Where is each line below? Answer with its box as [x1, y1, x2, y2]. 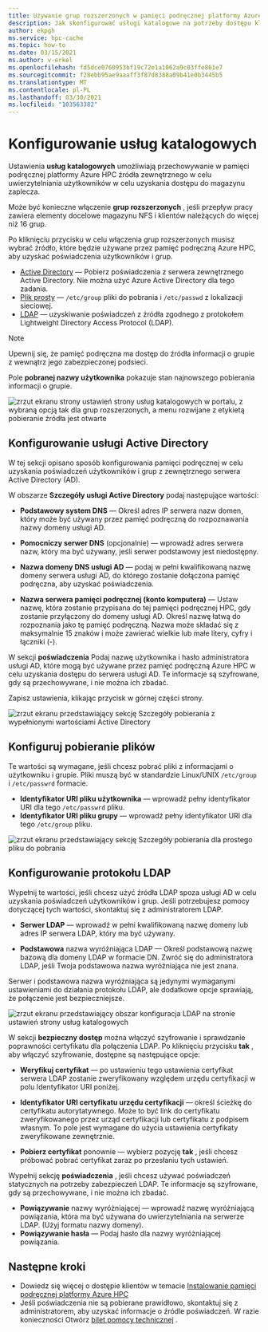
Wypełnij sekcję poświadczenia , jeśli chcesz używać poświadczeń [8, 1170, 231, 1180]
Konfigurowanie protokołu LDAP [8, 866, 171, 880]
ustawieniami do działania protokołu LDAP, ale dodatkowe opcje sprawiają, [8, 984, 254, 994]
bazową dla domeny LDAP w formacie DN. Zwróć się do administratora [19, 952, 254, 962]
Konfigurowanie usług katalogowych [8, 135, 258, 153]
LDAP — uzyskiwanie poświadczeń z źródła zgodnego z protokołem [19, 309, 244, 319]
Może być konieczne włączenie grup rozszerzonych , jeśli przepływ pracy [8, 203, 254, 212]
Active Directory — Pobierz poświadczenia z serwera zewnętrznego [19, 267, 245, 277]
